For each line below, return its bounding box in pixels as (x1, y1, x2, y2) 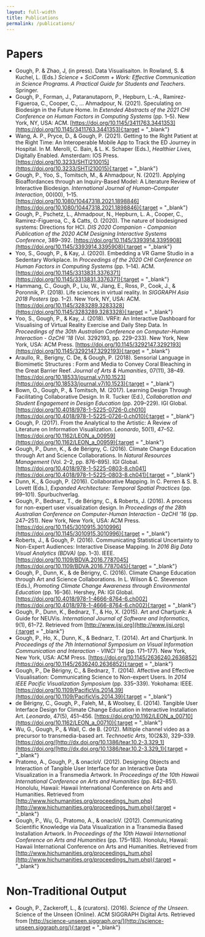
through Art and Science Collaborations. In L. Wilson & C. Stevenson (15, 576, 188, 583)
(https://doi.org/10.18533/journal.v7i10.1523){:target (15, 380, 145, 387)
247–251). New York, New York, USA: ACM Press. (15, 517, 141, 525)
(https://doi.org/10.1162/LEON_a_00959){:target (15, 439, 135, 446)
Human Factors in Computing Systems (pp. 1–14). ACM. (15, 263, 155, 270)
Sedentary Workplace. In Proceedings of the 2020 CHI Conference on (15, 256, 192, 264)
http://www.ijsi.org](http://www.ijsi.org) (86, 621, 185, 629)
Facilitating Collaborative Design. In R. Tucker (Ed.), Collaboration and (15, 393, 192, 401)
